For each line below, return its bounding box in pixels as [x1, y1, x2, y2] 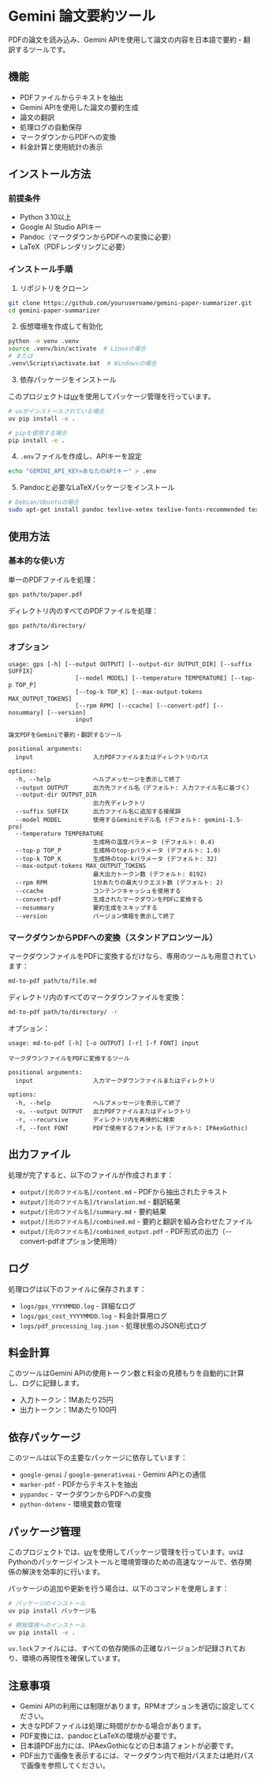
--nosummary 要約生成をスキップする [15, 904, 158, 911]
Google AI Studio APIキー [19, 222, 102, 232]
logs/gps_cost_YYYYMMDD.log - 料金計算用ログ [19, 1311, 168, 1320]
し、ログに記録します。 [8, 1379, 84, 1388]
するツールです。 [14, 44, 70, 54]
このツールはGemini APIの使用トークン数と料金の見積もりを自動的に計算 [8, 1368, 244, 1378]
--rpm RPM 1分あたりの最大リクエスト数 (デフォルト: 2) [15, 878, 223, 886]
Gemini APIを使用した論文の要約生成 [19, 102, 140, 111]
